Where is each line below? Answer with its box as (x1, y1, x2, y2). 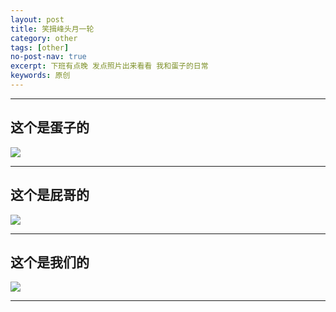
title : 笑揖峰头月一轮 (10, 24, 95, 34)
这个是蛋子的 (10, 119, 90, 136)
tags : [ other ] (10, 42, 70, 53)
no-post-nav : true (10, 52, 87, 62)
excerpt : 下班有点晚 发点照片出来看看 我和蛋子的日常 (10, 61, 209, 71)
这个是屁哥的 (10, 187, 90, 204)
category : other (10, 33, 78, 43)
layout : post (10, 14, 65, 25)
